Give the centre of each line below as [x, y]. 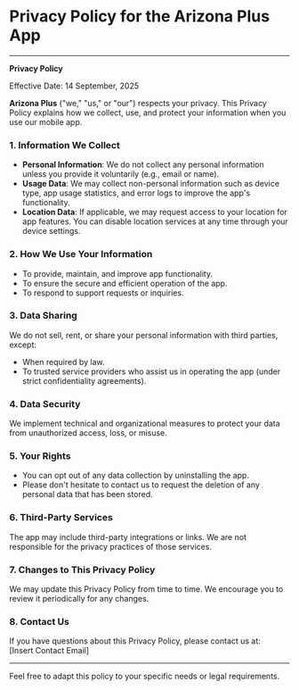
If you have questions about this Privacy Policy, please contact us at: [135, 641]
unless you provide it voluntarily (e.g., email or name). [121, 174]
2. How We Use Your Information [81, 254]
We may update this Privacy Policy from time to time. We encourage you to [146, 589]
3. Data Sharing [43, 316]
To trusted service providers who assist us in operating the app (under [151, 371]
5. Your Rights [40, 456]
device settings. [51, 231]
